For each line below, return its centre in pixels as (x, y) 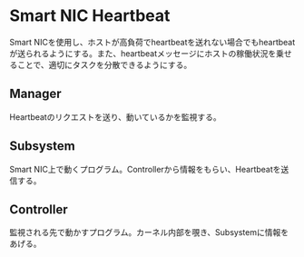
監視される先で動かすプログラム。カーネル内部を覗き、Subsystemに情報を (149, 232)
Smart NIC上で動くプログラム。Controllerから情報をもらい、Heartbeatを (145, 169)
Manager (35, 94)
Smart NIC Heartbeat (90, 16)
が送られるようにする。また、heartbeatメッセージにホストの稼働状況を (143, 53)
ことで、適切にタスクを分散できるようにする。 (104, 64)
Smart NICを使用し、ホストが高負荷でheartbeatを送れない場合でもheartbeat (152, 42)
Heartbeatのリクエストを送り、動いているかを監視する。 (115, 117)
